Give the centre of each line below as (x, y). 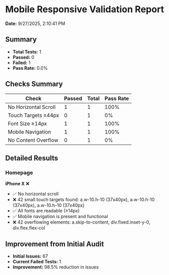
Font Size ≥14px (27, 123)
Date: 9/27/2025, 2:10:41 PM (35, 23)
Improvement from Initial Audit (55, 244)
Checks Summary (34, 84)
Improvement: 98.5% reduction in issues (56, 267)
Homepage (19, 173)
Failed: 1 (21, 63)
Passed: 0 (23, 57)
